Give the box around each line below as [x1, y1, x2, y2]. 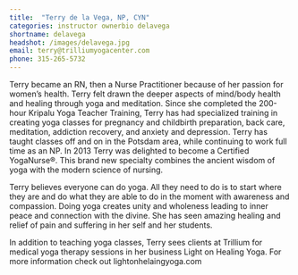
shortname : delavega [9, 29, 87, 38]
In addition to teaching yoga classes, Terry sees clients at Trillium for [9, 237, 263, 247]
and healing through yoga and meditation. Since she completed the [9, 98, 257, 108]
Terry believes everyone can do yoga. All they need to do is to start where [9, 182, 282, 192]
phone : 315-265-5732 [9, 54, 87, 63]
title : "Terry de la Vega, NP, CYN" [9, 12, 150, 22]
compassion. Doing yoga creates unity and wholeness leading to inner [9, 201, 268, 211]
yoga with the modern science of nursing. [9, 164, 164, 175]
